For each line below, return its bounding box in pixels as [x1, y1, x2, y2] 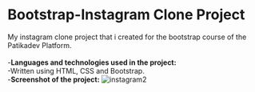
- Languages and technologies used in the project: [7, 58, 177, 67]
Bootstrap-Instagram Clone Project [7, 6, 245, 24]
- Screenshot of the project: [7, 74, 101, 84]
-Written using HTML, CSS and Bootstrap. [7, 66, 145, 75]
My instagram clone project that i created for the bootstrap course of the [7, 32, 247, 42]
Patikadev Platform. [7, 40, 72, 50]
